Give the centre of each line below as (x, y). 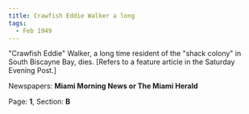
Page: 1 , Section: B (39, 102)
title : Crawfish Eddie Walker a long (72, 16)
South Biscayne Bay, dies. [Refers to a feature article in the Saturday (122, 62)
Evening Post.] (32, 71)
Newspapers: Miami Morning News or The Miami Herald (104, 86)
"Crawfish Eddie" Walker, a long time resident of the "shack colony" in (125, 54)
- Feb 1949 (34, 31)
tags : (17, 23)
